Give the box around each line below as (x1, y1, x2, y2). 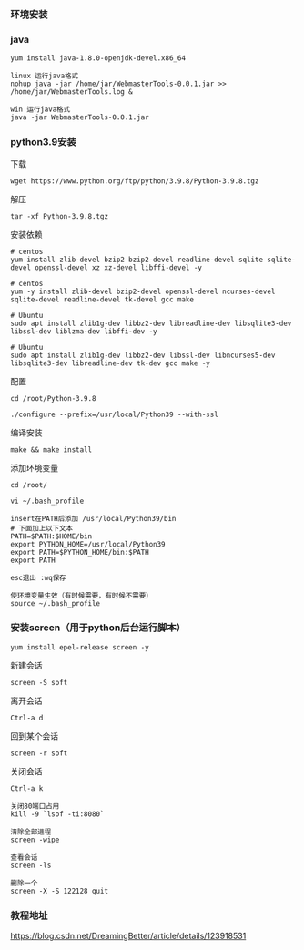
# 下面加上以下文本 (10, 524, 74, 533)
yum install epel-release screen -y (10, 642, 149, 652)
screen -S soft (10, 678, 68, 687)
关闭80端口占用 (10, 802, 60, 811)
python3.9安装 (10, 136, 76, 148)
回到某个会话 (10, 730, 58, 741)
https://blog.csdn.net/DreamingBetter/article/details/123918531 (10, 931, 247, 942)
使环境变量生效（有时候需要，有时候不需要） (10, 590, 153, 600)
